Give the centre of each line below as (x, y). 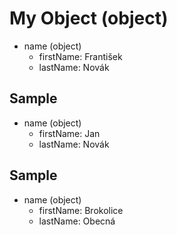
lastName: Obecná (77, 221)
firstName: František (80, 56)
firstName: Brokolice (81, 210)
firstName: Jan (69, 133)
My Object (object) (89, 18)
